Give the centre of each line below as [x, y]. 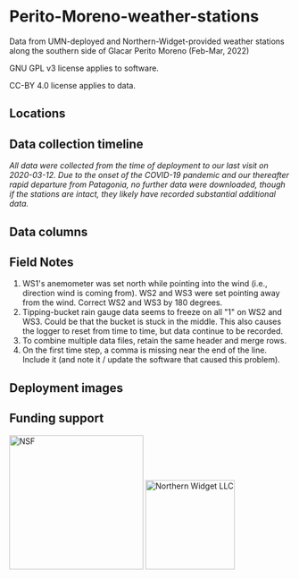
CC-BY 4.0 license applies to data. [73, 85]
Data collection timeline [77, 144]
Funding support [57, 418]
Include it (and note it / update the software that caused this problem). [151, 360]
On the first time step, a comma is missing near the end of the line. [145, 350]
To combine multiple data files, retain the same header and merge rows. [154, 341]
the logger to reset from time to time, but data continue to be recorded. [153, 331]
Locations [37, 114]
